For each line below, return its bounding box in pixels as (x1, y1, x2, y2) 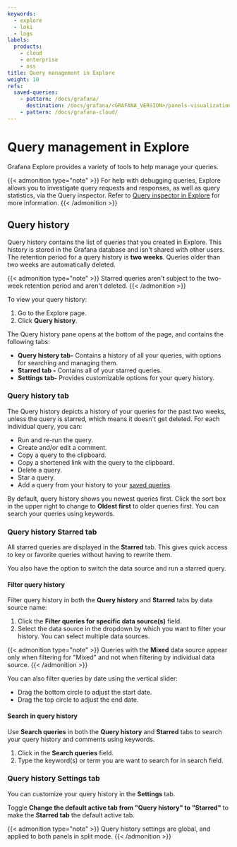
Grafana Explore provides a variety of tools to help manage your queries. (7, 162, 219, 171)
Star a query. (17, 473, 56, 482)
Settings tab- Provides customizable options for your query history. (17, 373, 215, 382)
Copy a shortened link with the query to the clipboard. (17, 458, 175, 466)
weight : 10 (7, 75, 39, 83)
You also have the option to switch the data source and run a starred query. (7, 564, 226, 573)
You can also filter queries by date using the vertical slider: (7, 674, 178, 683)
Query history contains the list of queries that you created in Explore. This (7, 238, 222, 246)
